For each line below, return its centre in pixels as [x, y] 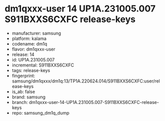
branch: [20, 102]
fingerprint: [23, 75]
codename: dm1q [30, 43]
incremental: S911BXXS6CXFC [43, 65]
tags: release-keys [31, 70]
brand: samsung [29, 97]
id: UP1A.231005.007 [33, 59]
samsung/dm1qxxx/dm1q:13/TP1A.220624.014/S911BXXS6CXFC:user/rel [86, 81]
